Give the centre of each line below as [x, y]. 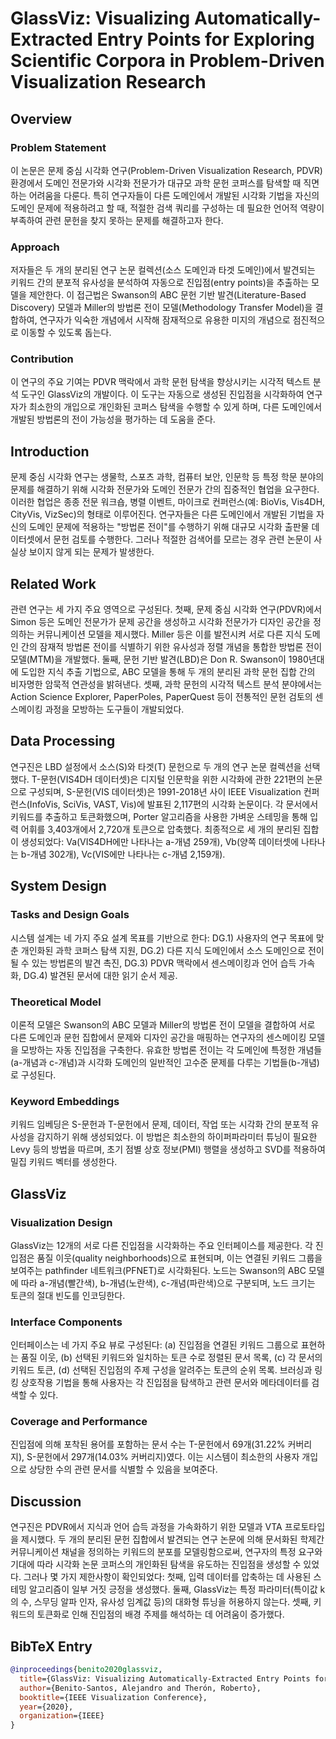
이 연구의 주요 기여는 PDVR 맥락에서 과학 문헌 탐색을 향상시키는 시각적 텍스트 [160, 382]
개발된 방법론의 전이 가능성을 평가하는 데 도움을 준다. [113, 419]
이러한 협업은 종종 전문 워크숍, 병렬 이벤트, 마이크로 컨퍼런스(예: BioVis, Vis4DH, [168, 502]
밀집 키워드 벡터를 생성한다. [64, 1162]
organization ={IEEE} [62, 1716]
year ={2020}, [46, 1707]
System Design [58, 886]
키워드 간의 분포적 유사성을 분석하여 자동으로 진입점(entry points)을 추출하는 [160, 283]
